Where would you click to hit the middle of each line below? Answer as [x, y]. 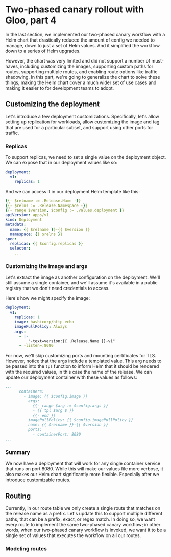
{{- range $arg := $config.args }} [70, 406]
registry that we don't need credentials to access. [57, 288]
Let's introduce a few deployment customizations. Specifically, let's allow [82, 116]
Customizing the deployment [53, 104]
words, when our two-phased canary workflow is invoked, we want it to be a [86, 530]
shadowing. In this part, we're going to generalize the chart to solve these [83, 77]
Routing [18, 496]
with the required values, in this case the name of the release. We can [79, 372]
